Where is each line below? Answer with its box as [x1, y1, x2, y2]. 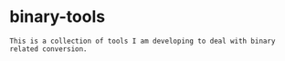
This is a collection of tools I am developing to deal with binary [9, 36, 276, 46]
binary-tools [9, 6, 106, 27]
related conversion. [9, 44, 89, 54]
